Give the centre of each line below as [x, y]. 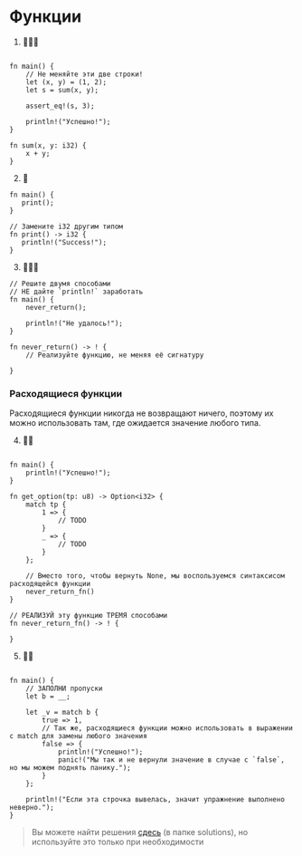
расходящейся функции [50, 584]
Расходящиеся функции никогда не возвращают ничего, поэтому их [142, 413]
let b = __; [48, 697]
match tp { [46, 505]
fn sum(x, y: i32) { [48, 145]
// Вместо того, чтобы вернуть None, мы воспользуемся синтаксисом [155, 576]
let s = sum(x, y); [62, 90]
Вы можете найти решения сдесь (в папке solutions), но [140, 832]
